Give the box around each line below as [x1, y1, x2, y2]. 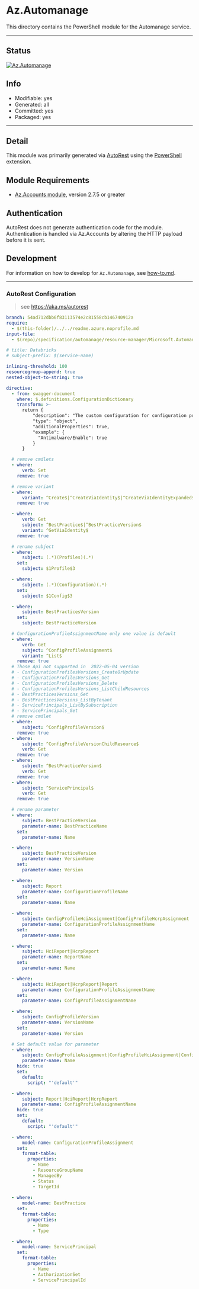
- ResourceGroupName [32, 1168, 84, 1173]
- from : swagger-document [11, 390, 76, 397]
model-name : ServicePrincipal [21, 1244, 97, 1250]
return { [21, 407, 44, 413]
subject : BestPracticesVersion [21, 609, 99, 615]
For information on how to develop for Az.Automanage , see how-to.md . [6, 269, 176, 276]
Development [6, 254, 57, 264]
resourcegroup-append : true [6, 369, 76, 375]
